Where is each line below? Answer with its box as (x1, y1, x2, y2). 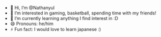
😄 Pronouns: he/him (10, 20, 53, 26)
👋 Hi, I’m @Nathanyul (10, 5, 55, 10)
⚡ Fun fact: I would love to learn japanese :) (10, 26, 101, 32)
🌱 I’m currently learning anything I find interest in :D (10, 15, 119, 21)
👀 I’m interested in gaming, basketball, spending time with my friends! (10, 10, 156, 16)
